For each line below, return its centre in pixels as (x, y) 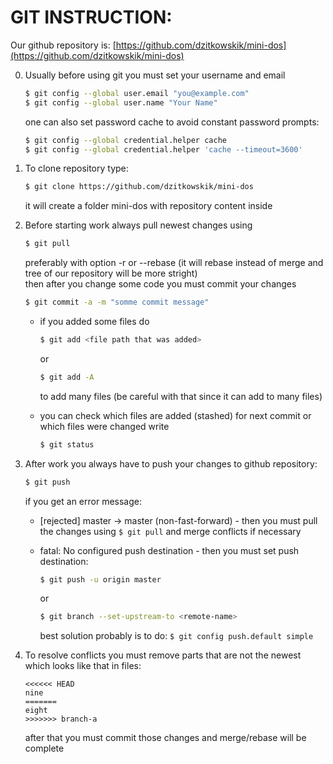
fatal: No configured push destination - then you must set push (169, 550)
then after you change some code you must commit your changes (160, 284)
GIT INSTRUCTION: (91, 17)
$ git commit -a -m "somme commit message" (117, 302)
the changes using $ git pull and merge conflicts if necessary (170, 531)
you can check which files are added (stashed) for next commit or (175, 415)
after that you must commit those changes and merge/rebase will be (165, 738)
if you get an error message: (83, 501)
